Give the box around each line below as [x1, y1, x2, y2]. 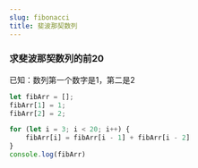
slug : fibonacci [9, 13, 70, 22]
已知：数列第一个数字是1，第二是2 [9, 74, 136, 85]
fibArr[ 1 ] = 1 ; [9, 100, 66, 110]
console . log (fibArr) [9, 150, 87, 159]
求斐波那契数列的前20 [9, 53, 105, 65]
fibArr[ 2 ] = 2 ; [9, 109, 66, 118]
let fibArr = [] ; [9, 92, 74, 101]
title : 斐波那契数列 [9, 21, 78, 30]
